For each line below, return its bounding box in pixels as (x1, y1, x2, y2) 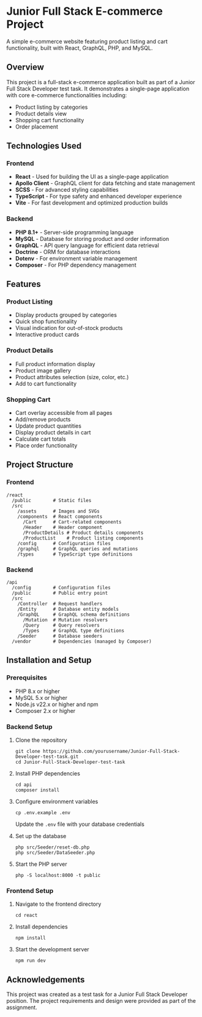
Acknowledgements (6, 974, 85, 984)
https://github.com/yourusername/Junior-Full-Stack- (42, 748, 181, 754)
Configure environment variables (15, 798, 99, 805)
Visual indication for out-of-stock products (15, 324, 123, 332)
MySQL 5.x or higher (15, 694, 68, 701)
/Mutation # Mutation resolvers (22, 617, 108, 623)
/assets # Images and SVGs (17, 508, 100, 514)
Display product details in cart (15, 429, 91, 436)
